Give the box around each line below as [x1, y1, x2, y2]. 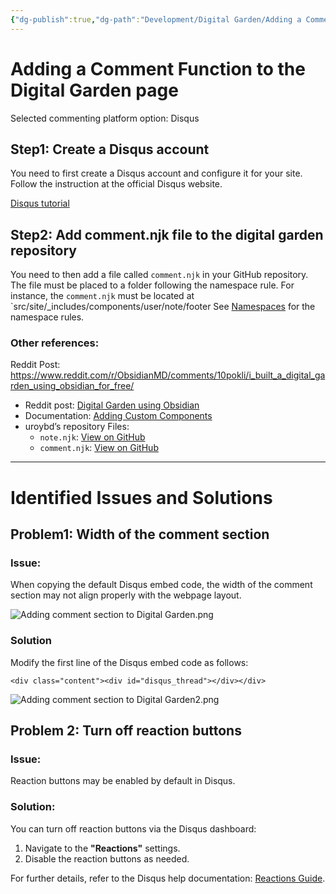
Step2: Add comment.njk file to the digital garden [10, 226, 324, 243]
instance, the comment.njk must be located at [10, 290, 195, 302]
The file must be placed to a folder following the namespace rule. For [10, 279, 295, 291]
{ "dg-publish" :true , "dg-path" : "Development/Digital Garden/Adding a [10, 14, 302, 25]
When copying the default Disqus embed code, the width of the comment [10, 579, 313, 591]
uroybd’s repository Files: [24, 421, 130, 433]
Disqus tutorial [10, 197, 70, 210]
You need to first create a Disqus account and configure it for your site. [10, 167, 303, 180]
